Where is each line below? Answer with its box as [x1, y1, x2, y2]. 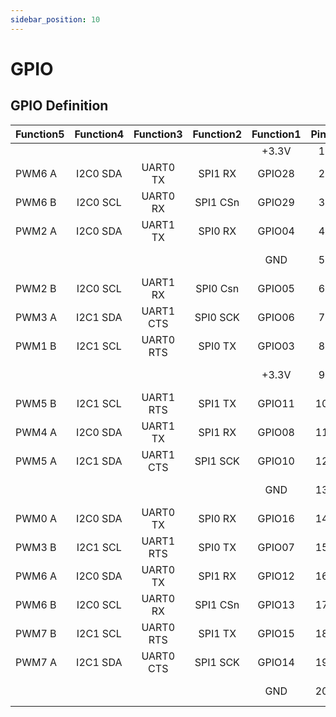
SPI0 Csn [195, 281, 240, 295]
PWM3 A [15, 310, 58, 324]
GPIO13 [257, 597, 295, 611]
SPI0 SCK [194, 310, 240, 324]
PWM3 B [15, 540, 57, 554]
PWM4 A [15, 425, 58, 439]
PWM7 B [15, 626, 57, 640]
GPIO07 [257, 540, 295, 554]
